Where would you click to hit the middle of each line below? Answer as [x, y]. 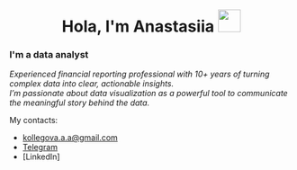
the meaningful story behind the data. [80, 103]
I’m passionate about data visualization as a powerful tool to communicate [148, 94]
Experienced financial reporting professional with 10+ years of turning [139, 74]
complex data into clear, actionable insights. [92, 84]
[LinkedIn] [41, 157]
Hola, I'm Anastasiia [138, 27]
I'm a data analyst [49, 55]
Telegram [40, 148]
